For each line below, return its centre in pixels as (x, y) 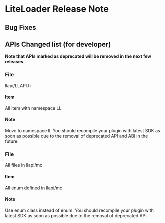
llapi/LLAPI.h (18, 85)
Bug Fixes (21, 28)
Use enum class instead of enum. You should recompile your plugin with (79, 210)
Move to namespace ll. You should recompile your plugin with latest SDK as (83, 131)
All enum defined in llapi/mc (34, 188)
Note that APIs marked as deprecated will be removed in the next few (78, 56)
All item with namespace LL (33, 108)
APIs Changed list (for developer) (58, 44)
